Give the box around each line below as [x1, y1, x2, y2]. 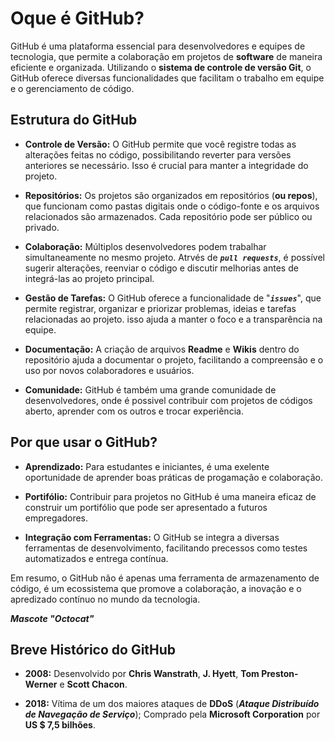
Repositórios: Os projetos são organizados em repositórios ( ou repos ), [24, 189, 318, 201]
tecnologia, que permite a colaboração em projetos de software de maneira [10, 50, 323, 62]
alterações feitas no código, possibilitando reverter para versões [24, 148, 292, 161]
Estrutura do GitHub [10, 112, 138, 129]
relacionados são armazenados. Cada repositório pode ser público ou [24, 210, 313, 222]
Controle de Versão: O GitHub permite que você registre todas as [24, 138, 297, 150]
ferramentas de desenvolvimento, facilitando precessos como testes [24, 542, 308, 554]
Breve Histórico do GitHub [10, 641, 177, 658]
